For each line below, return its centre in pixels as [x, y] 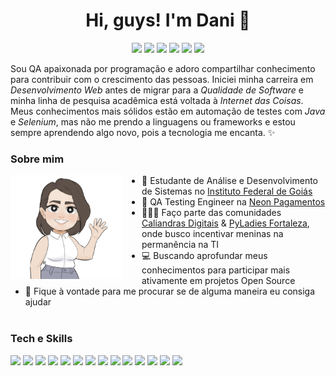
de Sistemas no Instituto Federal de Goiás [227, 191]
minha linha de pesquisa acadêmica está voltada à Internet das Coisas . [157, 100]
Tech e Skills [41, 339]
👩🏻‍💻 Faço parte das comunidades [211, 213]
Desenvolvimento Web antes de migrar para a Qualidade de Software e [157, 90]
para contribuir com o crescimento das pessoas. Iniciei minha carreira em [162, 79]
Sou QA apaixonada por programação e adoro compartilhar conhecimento [163, 68]
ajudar [38, 302]
